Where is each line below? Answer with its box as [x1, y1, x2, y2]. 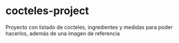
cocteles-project [5, 4, 89, 18]
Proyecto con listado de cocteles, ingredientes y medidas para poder [5, 24, 173, 31]
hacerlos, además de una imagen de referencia [5, 29, 120, 37]
